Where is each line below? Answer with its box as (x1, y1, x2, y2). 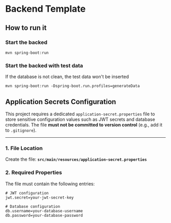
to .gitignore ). (5, 127, 37, 133)
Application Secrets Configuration (5, 97, 116, 106)
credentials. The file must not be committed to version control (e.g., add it (5, 121, 163, 128)
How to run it (5, 23, 47, 32)
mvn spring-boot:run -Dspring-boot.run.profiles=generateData (5, 84, 140, 89)
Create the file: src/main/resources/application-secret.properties (5, 156, 147, 162)
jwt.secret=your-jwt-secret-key (5, 195, 74, 200)
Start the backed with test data (5, 62, 83, 69)
